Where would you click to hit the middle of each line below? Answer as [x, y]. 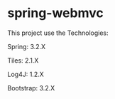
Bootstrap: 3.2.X [31, 88]
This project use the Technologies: [58, 33]
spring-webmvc [56, 13]
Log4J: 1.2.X [26, 74]
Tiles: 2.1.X [23, 60]
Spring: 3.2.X [27, 46]
